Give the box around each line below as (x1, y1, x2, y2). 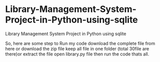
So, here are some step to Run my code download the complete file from (5, 40, 155, 46)
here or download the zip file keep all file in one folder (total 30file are (5, 45, 149, 51)
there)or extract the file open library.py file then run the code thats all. (5, 51, 149, 57)
